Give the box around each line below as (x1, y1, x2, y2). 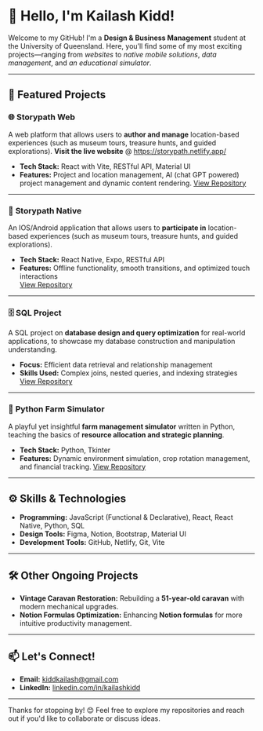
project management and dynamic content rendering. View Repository (19, 178, 247, 188)
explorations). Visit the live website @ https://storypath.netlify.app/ (8, 146, 227, 155)
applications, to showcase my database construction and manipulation (8, 337, 236, 346)
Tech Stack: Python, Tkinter (19, 445, 111, 455)
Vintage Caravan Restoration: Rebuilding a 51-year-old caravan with (19, 594, 245, 603)
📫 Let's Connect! (8, 649, 95, 663)
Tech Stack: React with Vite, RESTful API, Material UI (19, 161, 191, 171)
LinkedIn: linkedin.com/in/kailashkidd (19, 682, 141, 692)
